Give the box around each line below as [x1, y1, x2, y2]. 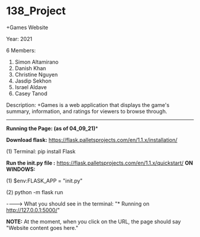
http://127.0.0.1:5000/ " [6, 206, 60, 213]
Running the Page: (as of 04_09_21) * [6, 125, 98, 132]
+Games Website [6, 24, 49, 31]
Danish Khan [14, 64, 46, 72]
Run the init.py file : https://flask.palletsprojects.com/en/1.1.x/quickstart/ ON [6, 159, 193, 166]
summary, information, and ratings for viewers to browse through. [6, 108, 168, 115]
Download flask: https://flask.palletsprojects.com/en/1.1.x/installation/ [6, 136, 177, 143]
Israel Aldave [14, 83, 47, 90]
